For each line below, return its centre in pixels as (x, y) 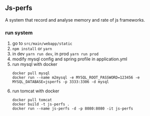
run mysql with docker (35, 64)
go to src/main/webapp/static (42, 43)
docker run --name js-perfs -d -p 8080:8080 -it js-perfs (73, 109)
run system (19, 32)
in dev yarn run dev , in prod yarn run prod (55, 54)
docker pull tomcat (32, 100)
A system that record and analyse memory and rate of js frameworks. (75, 20)
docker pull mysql (31, 73)
